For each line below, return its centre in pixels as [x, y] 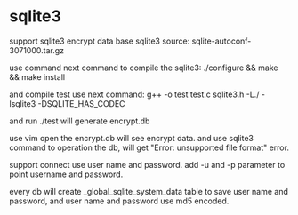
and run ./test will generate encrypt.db [80, 121]
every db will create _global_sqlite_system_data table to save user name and [149, 191]
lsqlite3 [23, 103]
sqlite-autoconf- [221, 41]
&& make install [37, 76]
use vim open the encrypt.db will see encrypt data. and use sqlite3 [131, 138]
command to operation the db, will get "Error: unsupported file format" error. [149, 147]
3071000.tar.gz [37, 50]
